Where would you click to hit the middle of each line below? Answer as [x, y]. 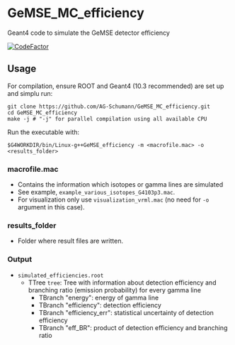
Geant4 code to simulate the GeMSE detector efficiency [88, 33]
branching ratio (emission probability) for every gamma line [115, 290]
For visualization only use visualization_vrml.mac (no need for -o [113, 199]
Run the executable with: [44, 132]
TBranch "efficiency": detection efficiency [100, 305]
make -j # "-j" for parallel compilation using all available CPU [107, 119]
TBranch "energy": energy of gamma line [99, 297]
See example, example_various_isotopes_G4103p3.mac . [96, 192]
